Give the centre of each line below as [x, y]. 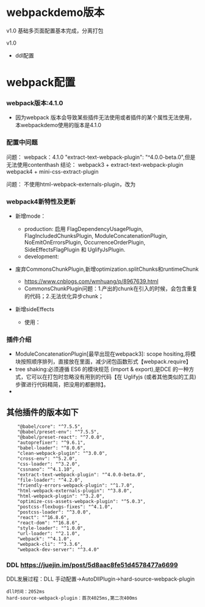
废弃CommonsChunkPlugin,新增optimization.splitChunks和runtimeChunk [107, 269]
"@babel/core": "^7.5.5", [50, 427]
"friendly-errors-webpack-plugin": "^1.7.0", [76, 486]
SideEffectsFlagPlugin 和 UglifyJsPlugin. [75, 250]
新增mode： [31, 216]
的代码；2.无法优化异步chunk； [64, 296]
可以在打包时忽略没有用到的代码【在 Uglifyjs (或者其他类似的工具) [114, 377]
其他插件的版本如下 [42, 412]
